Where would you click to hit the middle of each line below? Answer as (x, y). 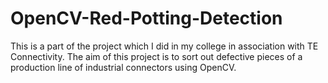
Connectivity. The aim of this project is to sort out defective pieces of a (156, 56)
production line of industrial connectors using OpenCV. (123, 67)
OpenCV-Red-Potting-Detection (146, 18)
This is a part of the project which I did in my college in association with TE (164, 46)
